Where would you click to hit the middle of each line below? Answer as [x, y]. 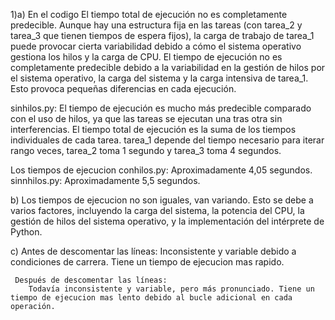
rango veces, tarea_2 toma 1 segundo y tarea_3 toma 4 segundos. [146, 150]
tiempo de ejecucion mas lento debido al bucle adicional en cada [151, 298]
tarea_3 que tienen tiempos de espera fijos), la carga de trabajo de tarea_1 [162, 35]
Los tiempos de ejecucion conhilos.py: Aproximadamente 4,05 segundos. [161, 170]
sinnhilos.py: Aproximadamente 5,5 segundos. [105, 180]
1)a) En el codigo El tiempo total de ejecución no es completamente [149, 14]
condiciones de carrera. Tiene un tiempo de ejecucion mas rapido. [147, 262]
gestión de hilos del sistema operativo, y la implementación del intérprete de [167, 221]
